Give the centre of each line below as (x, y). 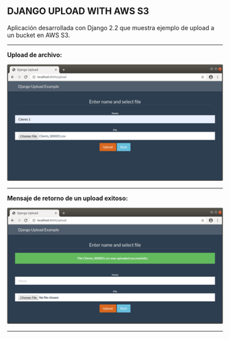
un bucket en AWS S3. (39, 35)
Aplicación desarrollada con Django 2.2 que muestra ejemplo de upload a (111, 27)
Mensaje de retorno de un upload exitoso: (67, 198)
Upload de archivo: (35, 55)
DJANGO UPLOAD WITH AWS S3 (78, 11)
